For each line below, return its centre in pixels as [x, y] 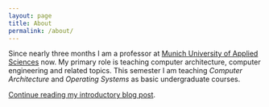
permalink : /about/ [41, 31]
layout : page [30, 16]
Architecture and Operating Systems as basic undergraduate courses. [124, 79]
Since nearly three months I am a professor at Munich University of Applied [133, 54]
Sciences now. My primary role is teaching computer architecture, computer [135, 62]
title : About [30, 23]
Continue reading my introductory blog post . [82, 95]
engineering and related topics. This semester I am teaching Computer [126, 71]
